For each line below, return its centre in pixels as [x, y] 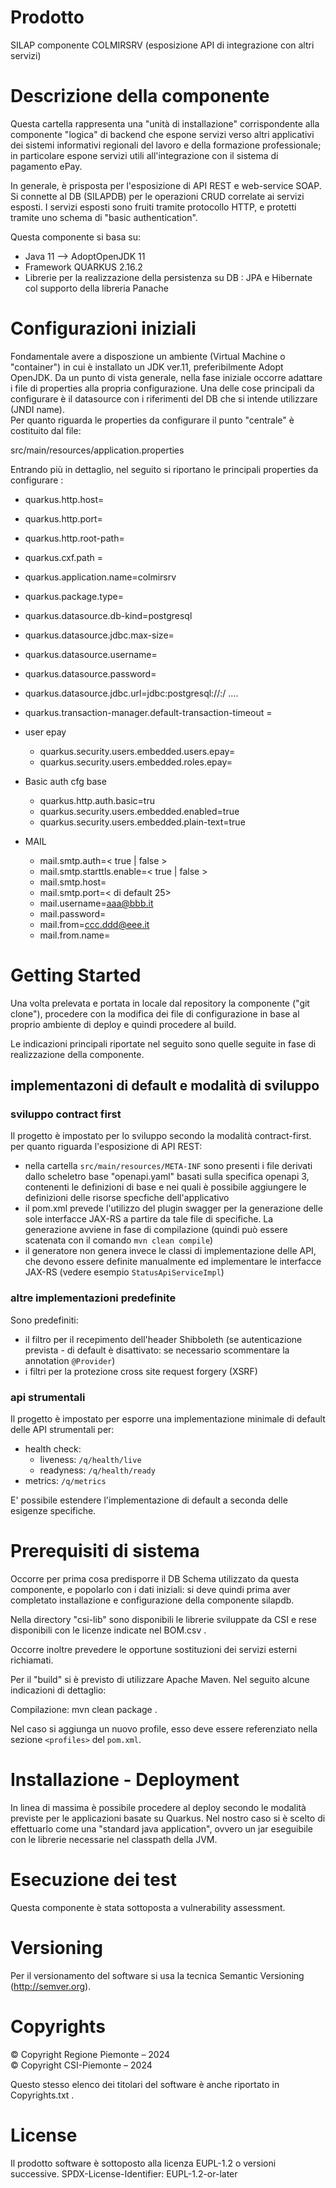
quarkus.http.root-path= [74, 538]
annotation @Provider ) [70, 1360]
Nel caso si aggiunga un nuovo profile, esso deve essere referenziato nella [164, 1728]
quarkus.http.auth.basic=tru [97, 800]
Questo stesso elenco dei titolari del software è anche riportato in [145, 2084]
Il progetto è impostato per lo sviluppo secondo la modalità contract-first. [161, 1136]
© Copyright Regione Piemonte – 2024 [90, 2054]
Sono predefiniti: [44, 1320]
